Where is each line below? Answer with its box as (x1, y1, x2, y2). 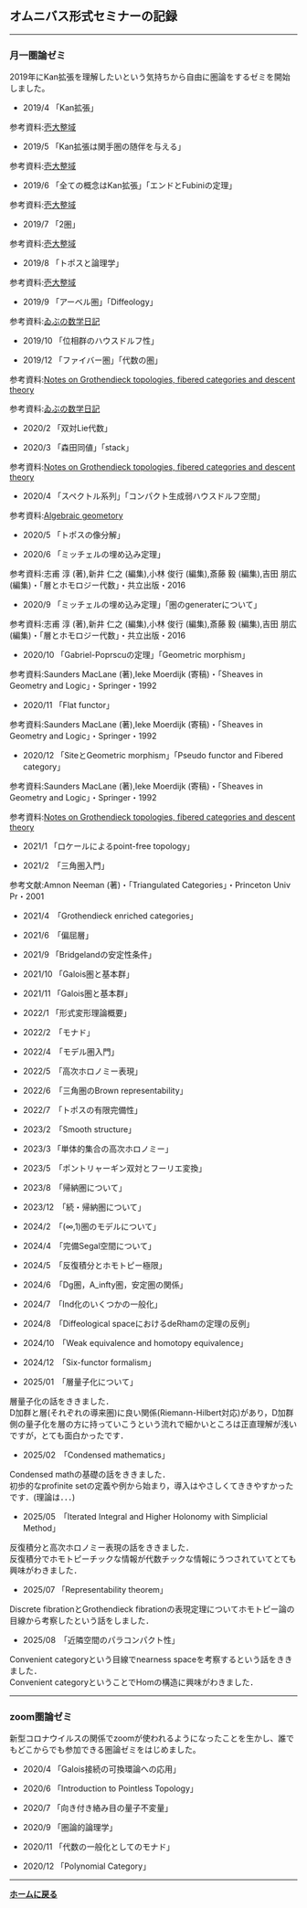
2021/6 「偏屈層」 (22, 930, 94, 941)
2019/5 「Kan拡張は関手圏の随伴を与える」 (22, 141, 185, 153)
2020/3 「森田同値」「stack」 (22, 442, 134, 453)
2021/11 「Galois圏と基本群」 (22, 988, 132, 999)
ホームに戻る (9, 1889, 58, 1900)
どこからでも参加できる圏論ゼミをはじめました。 (16, 1744, 201, 1755)
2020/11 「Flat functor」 (22, 700, 114, 711)
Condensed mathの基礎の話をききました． (9, 1469, 171, 1480)
